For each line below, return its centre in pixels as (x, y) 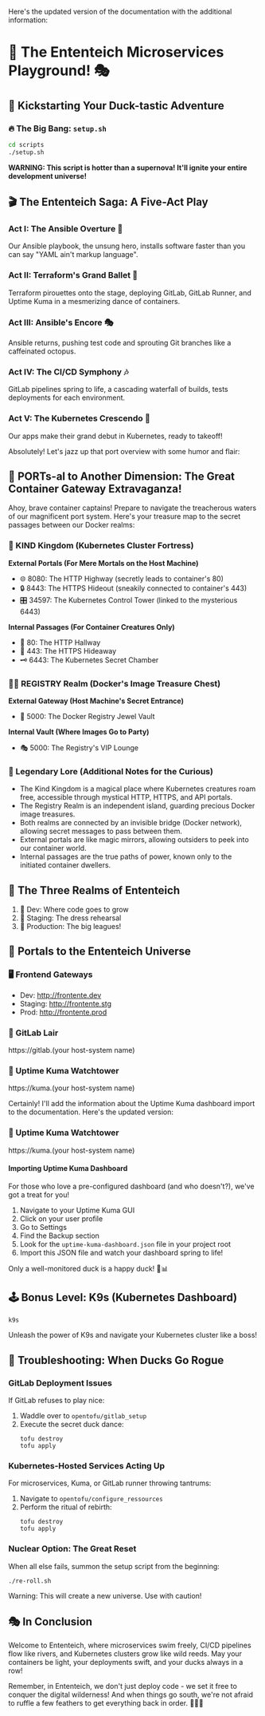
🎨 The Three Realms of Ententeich (94, 890)
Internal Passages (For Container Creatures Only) (92, 627)
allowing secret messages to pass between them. (101, 831)
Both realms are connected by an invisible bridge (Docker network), (131, 823)
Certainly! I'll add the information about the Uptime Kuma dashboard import (132, 1104)
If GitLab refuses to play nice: (57, 1401)
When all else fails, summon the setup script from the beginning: (114, 1566)
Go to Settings (43, 1227)
